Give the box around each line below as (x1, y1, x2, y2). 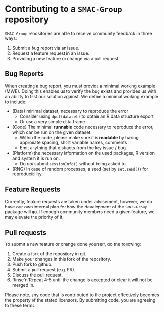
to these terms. (5, 302, 36, 309)
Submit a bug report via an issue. (12, 45, 80, 51)
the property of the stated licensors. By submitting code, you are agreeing (5, 297, 156, 303)
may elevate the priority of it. (5, 214, 64, 220)
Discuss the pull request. (12, 272, 63, 278)
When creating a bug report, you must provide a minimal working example (5, 83, 156, 89)
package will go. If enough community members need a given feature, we (5, 208, 155, 215)
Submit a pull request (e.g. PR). (12, 267, 76, 273)
